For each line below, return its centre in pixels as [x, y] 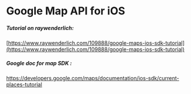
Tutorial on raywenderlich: [40, 28]
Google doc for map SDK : [39, 63]
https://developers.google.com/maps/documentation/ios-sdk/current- [93, 78]
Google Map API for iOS [66, 11]
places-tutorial [24, 84]
